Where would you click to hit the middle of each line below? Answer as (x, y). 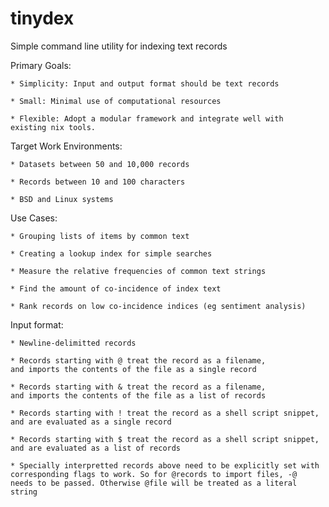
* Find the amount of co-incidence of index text (116, 288)
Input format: (37, 324)
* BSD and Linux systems (62, 199)
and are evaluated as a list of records (96, 448)
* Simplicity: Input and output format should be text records (145, 83)
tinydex (42, 18)
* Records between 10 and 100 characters (98, 182)
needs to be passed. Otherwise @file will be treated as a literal (154, 483)
